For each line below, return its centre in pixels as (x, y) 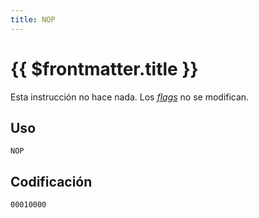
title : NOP (33, 19)
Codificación (51, 181)
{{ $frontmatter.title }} (104, 68)
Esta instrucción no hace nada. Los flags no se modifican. (130, 97)
